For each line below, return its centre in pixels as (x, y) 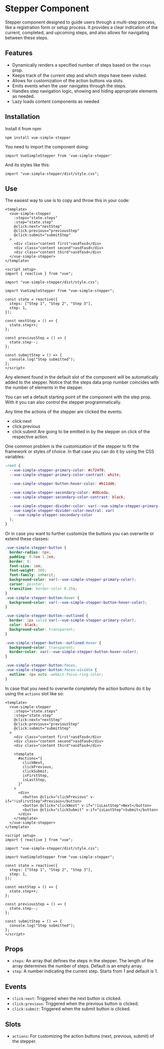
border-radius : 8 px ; (30, 552)
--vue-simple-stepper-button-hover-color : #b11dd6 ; (63, 484)
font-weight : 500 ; (28, 571)
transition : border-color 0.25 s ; (43, 588)
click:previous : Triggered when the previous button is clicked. (75, 1004)
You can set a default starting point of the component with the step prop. (78, 397)
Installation (22, 117)
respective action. (30, 437)
